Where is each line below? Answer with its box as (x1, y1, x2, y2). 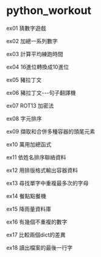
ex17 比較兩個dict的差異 (6, 231, 66, 238)
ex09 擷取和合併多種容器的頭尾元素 (6, 128, 96, 135)
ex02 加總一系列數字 (6, 37, 58, 44)
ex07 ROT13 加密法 (6, 101, 54, 109)
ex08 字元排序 (6, 115, 42, 122)
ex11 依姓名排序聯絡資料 (6, 153, 66, 161)
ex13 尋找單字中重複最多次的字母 (6, 179, 89, 187)
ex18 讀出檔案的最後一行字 (6, 244, 73, 251)
